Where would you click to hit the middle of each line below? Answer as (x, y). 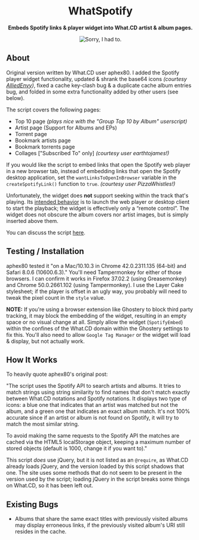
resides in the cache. (41, 532)
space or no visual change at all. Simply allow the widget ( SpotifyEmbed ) (95, 322)
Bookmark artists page (43, 140)
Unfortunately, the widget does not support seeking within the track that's (97, 195)
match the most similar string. (43, 424)
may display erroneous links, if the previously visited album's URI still (100, 525)
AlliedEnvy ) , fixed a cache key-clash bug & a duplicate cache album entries (99, 85)
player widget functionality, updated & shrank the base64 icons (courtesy (97, 79)
